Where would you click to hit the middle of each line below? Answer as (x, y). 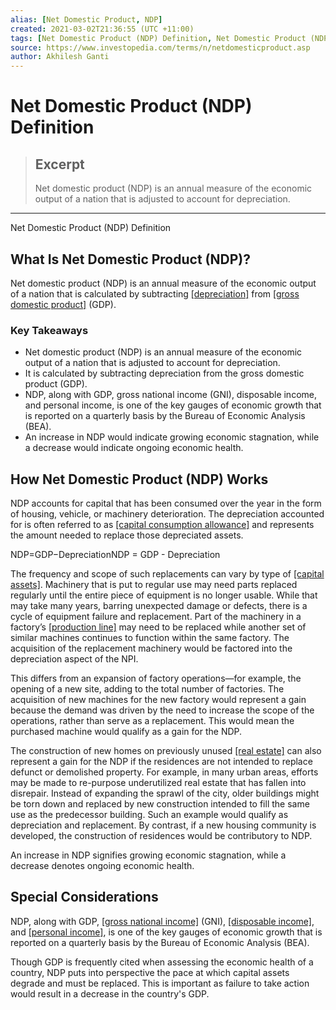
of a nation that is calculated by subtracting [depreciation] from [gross (155, 293)
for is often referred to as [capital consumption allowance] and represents (162, 525)
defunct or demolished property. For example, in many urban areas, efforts (164, 772)
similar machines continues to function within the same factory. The (150, 638)
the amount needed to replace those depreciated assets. (127, 535)
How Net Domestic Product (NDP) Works (139, 479)
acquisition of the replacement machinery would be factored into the (151, 648)
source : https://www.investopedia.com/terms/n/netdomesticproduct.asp (160, 47)
